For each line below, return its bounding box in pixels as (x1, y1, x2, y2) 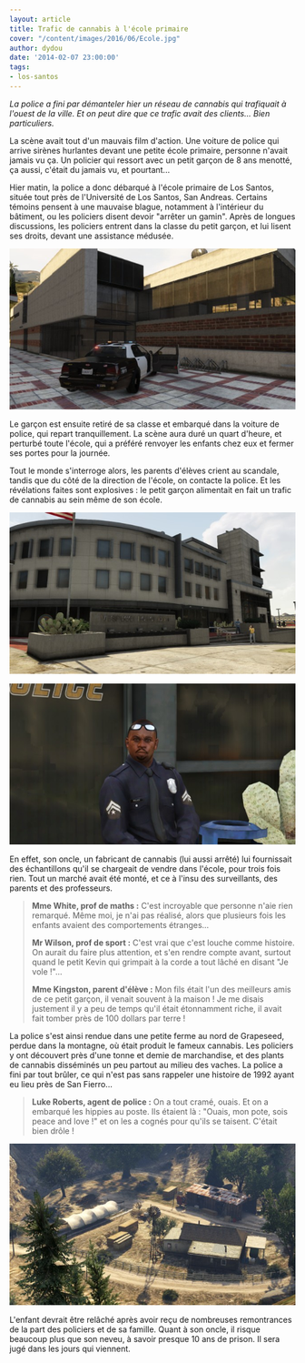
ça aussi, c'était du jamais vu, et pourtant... (9, 164, 171, 175)
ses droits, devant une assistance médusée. (9, 230, 174, 241)
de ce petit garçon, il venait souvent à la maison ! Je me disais (31, 994, 264, 1005)
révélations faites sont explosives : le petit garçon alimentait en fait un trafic (9, 485, 292, 496)
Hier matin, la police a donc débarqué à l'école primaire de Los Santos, (9, 182, 274, 193)
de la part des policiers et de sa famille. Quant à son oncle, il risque (9, 1324, 261, 1335)
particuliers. (9, 117, 54, 128)
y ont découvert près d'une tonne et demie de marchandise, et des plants (9, 1050, 284, 1061)
